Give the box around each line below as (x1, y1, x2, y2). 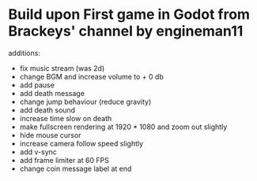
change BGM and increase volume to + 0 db (19, 72, 164, 81)
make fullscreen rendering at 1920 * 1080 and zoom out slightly (19, 122, 228, 131)
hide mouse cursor (19, 130, 81, 139)
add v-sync (19, 147, 58, 157)
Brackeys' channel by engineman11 (8, 22, 244, 40)
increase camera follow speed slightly (19, 139, 144, 148)
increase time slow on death (19, 113, 112, 123)
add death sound (19, 105, 76, 115)
